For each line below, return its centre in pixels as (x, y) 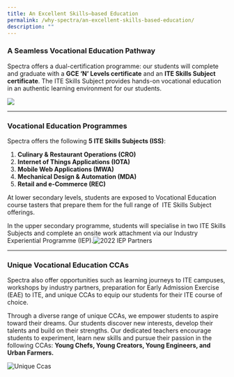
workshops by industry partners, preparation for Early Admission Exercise (113, 288)
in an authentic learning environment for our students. (85, 88)
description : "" (31, 26)
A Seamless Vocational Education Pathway (81, 51)
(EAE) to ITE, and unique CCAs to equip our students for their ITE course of (115, 295)
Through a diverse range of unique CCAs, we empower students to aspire (113, 316)
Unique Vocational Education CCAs (68, 265)
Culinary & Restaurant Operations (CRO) (77, 154)
